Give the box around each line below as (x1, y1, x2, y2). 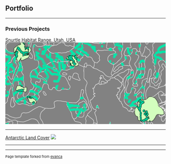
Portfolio (5, 4, 34, 13)
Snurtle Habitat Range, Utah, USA (5, 37, 76, 43)
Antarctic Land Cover (5, 134, 50, 140)
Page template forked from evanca (5, 154, 63, 159)
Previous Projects (5, 25, 50, 32)
